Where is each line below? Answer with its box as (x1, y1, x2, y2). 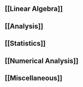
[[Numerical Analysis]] (5, 56, 78, 65)
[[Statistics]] (5, 39, 46, 48)
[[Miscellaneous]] (5, 74, 63, 82)
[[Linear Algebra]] (5, 5, 63, 13)
